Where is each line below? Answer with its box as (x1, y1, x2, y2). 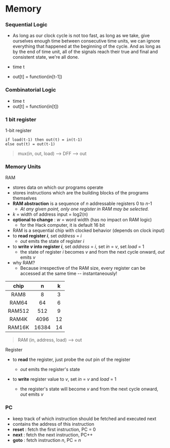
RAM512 (8, 307, 29, 314)
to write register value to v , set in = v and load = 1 (12, 376, 116, 382)
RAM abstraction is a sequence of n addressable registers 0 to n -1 (12, 200, 152, 207)
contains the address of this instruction (12, 421, 95, 427)
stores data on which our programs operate (12, 184, 104, 190)
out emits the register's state (20, 366, 80, 373)
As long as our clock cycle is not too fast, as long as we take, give (12, 32, 150, 38)
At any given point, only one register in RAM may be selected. (20, 206, 149, 212)
